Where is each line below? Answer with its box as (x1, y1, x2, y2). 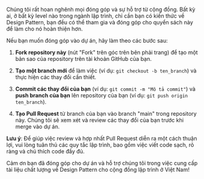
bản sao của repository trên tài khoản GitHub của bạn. (15, 55, 152, 62)
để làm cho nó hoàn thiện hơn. (6, 25, 83, 32)
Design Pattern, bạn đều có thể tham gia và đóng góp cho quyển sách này (6, 19, 194, 26)
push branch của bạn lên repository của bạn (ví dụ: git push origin (15, 92, 188, 99)
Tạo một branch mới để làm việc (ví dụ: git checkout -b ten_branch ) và (15, 67, 197, 74)
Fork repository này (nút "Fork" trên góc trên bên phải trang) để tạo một (15, 49, 199, 56)
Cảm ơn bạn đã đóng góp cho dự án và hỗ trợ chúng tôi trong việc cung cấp (6, 160, 198, 167)
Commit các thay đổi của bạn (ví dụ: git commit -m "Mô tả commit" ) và (15, 85, 196, 93)
